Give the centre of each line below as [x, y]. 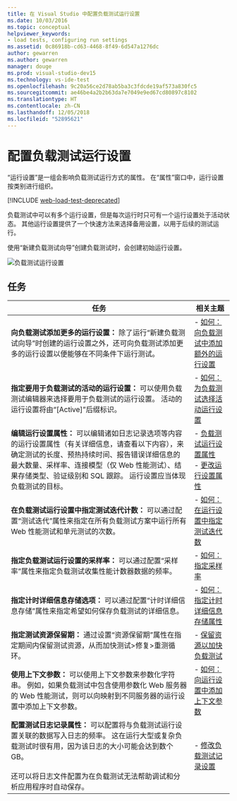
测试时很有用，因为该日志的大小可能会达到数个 [96, 747]
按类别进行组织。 [32, 186]
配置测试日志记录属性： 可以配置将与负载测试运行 [93, 725]
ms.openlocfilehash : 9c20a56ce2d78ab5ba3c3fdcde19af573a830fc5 [102, 86]
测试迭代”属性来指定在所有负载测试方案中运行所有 [104, 521]
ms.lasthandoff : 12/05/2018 [49, 112]
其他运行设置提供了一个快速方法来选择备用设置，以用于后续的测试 [117, 223]
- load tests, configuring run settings [68, 40]
